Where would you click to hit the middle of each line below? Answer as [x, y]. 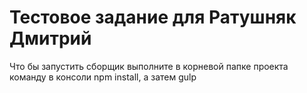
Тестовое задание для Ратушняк [153, 17]
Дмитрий [50, 38]
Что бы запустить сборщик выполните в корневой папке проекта [149, 66]
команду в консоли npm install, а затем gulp [103, 77]
